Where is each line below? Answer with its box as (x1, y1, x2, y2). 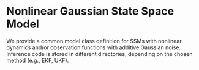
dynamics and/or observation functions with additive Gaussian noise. (6, 44, 181, 51)
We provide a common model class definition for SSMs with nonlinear (6, 37, 182, 44)
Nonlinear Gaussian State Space (6, 4, 175, 18)
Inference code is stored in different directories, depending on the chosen (6, 50, 193, 57)
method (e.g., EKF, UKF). (6, 57, 69, 64)
